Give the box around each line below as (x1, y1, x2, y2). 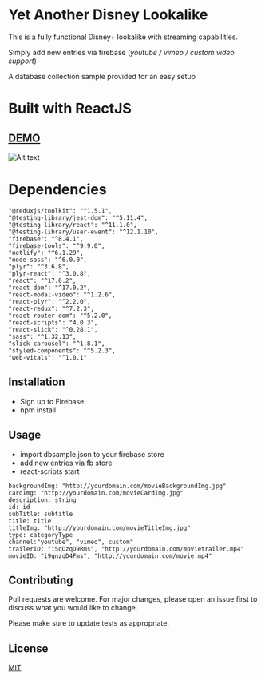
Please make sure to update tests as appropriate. (8, 618, 170, 628)
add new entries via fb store (19, 458, 113, 467)
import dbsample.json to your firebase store (19, 449, 165, 459)
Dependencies (8, 181, 107, 199)
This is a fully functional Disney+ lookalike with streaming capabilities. (8, 32, 238, 42)
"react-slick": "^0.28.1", (8, 325, 98, 333)
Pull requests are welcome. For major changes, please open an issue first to (8, 595, 258, 604)
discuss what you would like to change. (8, 603, 138, 613)
